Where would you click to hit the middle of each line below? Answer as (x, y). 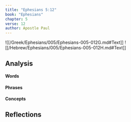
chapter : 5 (16, 19)
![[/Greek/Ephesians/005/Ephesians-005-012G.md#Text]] (64, 42)
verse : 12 (15, 24)
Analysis (19, 63)
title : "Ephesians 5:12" (31, 10)
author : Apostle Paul (28, 28)
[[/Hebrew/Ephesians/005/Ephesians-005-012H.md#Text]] (65, 48)
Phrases (14, 87)
